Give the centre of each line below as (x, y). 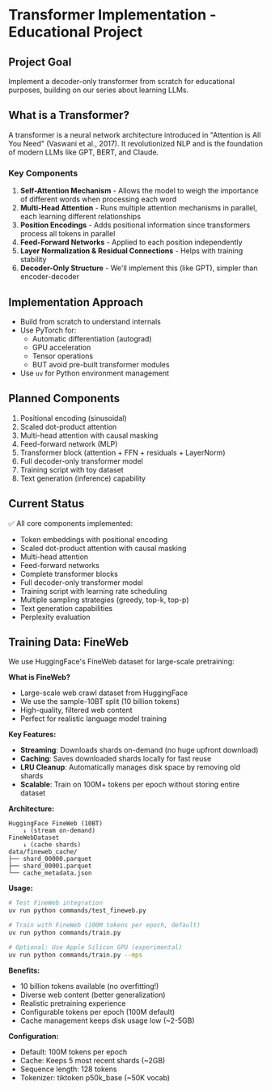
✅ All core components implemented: (71, 523)
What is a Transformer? (69, 115)
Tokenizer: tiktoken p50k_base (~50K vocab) (95, 1077)
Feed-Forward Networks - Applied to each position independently (131, 242)
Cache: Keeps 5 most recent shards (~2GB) (93, 1060)
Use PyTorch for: (48, 330)
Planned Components (64, 399)
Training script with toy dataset (72, 469)
